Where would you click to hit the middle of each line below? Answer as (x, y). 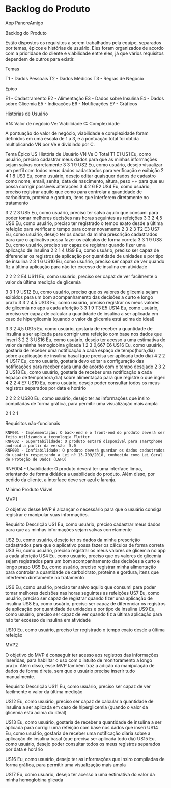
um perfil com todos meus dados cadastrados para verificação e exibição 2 (84, 170)
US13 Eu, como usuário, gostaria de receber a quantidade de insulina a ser (83, 722)
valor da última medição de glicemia (43, 282)
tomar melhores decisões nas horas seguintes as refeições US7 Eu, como (82, 593)
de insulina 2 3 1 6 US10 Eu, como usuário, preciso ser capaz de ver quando (85, 261)
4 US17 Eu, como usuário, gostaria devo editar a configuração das (75, 361)
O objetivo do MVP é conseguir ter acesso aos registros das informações (82, 655)
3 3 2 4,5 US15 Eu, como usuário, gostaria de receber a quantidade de (79, 328)
